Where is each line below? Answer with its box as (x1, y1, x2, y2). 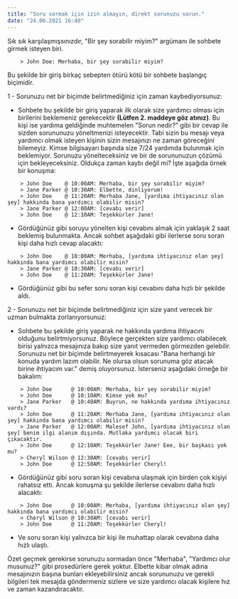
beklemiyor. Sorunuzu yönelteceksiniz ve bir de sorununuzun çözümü (17, 151, 222, 160)
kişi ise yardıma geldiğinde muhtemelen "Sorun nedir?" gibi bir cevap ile (17, 120, 229, 129)
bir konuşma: (17, 166, 56, 175)
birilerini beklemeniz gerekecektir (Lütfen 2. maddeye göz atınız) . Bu (17, 113, 220, 122)
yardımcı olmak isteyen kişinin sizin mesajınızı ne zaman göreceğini (17, 136, 215, 145)
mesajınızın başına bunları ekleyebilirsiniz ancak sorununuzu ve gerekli (7, 569, 215, 578)
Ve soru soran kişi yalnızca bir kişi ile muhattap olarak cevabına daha (17, 533, 219, 541)
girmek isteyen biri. (7, 44, 64, 53)
